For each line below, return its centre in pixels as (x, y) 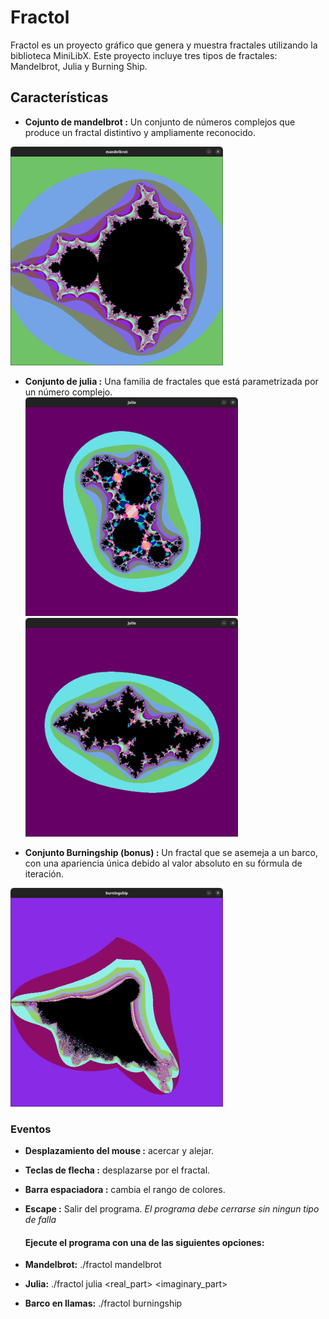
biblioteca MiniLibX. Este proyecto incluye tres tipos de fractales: (144, 55)
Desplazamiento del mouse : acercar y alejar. (119, 1151)
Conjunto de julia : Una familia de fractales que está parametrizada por (171, 381)
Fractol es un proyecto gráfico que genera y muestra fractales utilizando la (164, 45)
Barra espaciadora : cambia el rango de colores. (125, 1190)
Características (59, 97)
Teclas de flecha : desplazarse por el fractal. (117, 1170)
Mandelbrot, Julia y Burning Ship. (79, 66)
